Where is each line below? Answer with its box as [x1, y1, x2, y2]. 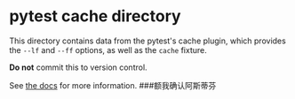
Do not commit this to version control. [9, 62, 148, 72]
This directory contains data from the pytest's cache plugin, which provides [9, 35, 286, 46]
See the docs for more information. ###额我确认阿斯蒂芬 [9, 80, 217, 90]
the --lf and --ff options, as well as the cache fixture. [9, 44, 207, 55]
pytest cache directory [9, 6, 181, 27]
